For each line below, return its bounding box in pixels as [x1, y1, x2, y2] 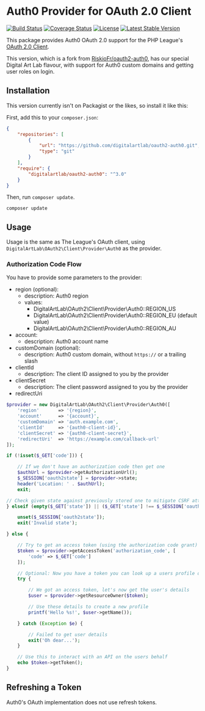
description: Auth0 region [24, 292, 89, 299]
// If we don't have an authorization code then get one [17, 464, 165, 470]
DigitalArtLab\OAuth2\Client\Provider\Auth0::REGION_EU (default [33, 312, 197, 319]
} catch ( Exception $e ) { [17, 620, 84, 626]
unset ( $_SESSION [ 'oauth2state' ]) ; [17, 514, 105, 521]
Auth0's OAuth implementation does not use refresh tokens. [6, 698, 157, 705]
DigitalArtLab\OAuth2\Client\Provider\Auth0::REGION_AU [33, 325, 177, 332]
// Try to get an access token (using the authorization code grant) [17, 542, 198, 549]
